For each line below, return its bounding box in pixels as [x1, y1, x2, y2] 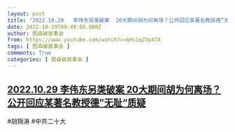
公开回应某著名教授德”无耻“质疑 [7, 97, 146, 109]
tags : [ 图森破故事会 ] [7, 43, 70, 50]
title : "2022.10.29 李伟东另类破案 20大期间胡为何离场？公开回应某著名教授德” [7, 17, 225, 24]
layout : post [7, 10, 45, 18]
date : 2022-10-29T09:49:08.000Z [7, 23, 101, 30]
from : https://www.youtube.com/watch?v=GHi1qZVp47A [7, 37, 161, 44]
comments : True [7, 50, 52, 57]
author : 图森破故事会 [7, 29, 64, 37]
